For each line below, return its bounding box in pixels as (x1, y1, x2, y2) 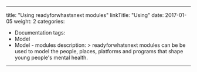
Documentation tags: (14, 29, 66, 36)
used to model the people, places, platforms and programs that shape (14, 48, 184, 54)
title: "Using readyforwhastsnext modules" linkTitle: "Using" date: (6, 12, 164, 18)
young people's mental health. (14, 54, 88, 61)
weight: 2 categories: (13, 18, 65, 25)
